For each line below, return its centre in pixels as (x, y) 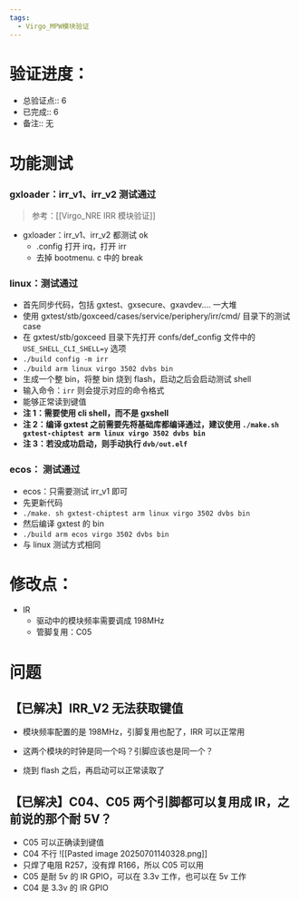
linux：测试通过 (44, 283)
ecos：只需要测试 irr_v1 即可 (75, 491)
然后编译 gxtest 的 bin (63, 524)
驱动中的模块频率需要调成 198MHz (100, 621)
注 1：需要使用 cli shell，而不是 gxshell (96, 413)
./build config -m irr (65, 359)
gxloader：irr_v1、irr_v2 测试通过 (83, 194)
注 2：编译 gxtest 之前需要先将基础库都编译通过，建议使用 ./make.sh (150, 425)
